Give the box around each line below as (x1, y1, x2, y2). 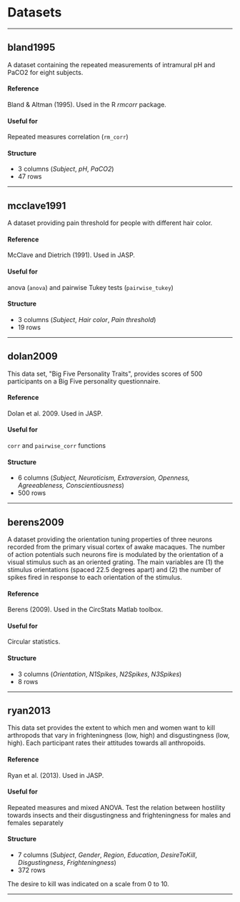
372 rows (17, 866, 46, 875)
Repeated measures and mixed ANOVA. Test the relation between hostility (7, 803, 226, 811)
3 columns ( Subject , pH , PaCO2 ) (17, 165, 114, 174)
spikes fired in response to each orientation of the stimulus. (7, 573, 182, 582)
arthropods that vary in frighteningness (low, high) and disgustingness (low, (7, 731, 230, 740)
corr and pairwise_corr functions (7, 441, 106, 450)
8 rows (17, 677, 39, 686)
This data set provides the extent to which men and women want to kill (7, 723, 216, 732)
